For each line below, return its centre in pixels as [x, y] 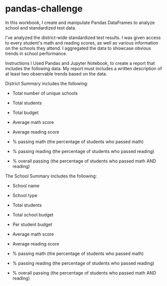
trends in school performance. [36, 53]
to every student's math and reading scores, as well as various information [82, 42]
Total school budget [33, 214]
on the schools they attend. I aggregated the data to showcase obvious [78, 48]
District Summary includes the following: [47, 83]
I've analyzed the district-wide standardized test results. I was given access [83, 37]
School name [26, 185]
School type [25, 195]
